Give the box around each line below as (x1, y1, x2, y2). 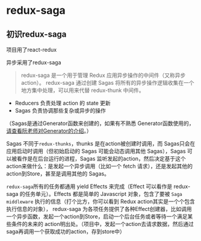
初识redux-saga (6, 29, 67, 39)
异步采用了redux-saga (6, 59, 61, 66)
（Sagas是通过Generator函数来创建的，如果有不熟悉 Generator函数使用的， (6, 120, 194, 127)
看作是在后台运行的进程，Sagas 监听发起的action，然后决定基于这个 (16, 155, 187, 162)
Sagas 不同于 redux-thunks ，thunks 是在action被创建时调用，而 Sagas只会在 (6, 140, 196, 147)
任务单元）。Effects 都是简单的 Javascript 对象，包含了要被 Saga (25, 191, 182, 197)
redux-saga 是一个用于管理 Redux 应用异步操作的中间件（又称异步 (20, 72, 186, 79)
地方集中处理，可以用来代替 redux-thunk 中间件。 (20, 87, 144, 94)
